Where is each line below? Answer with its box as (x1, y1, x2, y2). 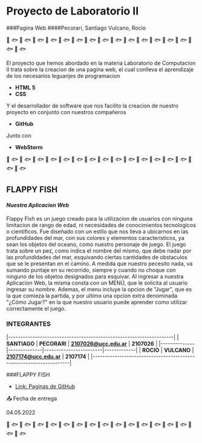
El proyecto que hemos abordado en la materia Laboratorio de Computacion (6, 59, 196, 66)
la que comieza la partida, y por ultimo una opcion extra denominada (6, 292, 178, 299)
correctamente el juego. (6, 305, 67, 312)
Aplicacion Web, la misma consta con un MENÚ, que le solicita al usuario (6, 279, 188, 286)
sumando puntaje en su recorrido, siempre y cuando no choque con (6, 266, 176, 273)
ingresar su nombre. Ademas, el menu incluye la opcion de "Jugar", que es (6, 285, 192, 293)
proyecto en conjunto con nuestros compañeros (6, 108, 126, 115)
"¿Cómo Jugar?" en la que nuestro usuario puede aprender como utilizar (6, 298, 187, 306)
